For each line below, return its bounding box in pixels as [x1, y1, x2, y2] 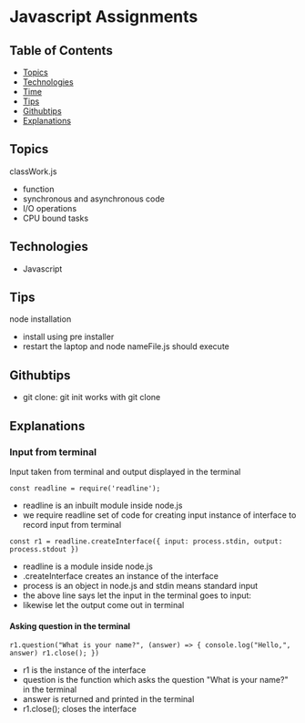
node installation [9, 314, 72, 325]
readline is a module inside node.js [22, 561, 153, 572]
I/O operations [22, 202, 77, 213]
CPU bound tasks [22, 212, 89, 223]
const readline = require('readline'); [9, 483, 161, 493]
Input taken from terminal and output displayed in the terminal [9, 466, 241, 477]
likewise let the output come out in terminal [22, 599, 185, 610]
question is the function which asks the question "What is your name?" [22, 675, 289, 686]
